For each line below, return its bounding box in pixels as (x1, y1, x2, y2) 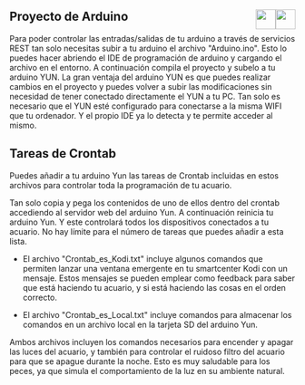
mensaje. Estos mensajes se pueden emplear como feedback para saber (22, 273, 296, 284)
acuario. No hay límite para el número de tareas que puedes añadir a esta (9, 226, 284, 236)
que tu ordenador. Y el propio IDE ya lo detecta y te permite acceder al (9, 110, 273, 120)
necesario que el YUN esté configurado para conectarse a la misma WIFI (9, 101, 282, 111)
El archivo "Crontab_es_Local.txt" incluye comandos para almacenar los (22, 309, 292, 320)
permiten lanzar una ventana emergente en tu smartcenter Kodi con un (22, 263, 289, 274)
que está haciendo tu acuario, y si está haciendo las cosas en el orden (22, 282, 286, 293)
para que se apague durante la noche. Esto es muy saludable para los (9, 355, 271, 367)
